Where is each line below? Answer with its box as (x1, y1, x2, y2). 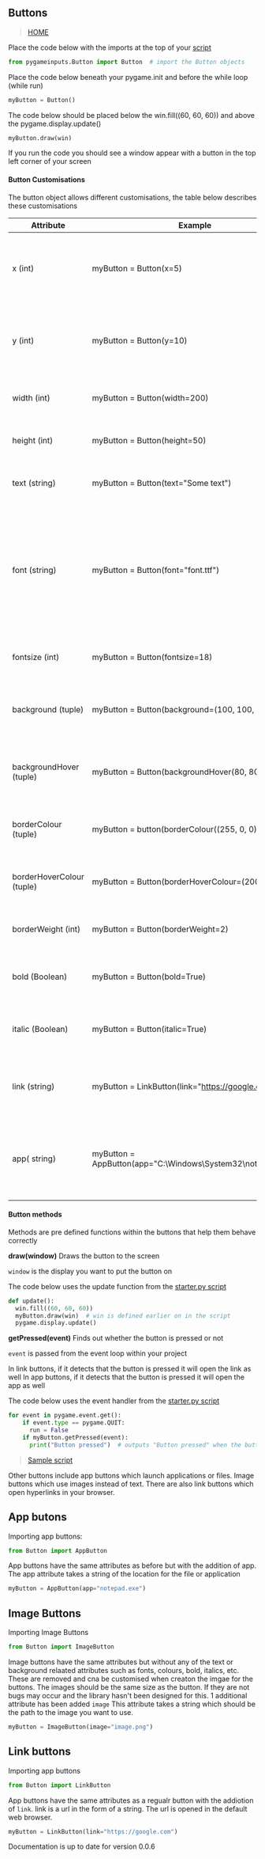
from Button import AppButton (8, 1546, 108, 1554)
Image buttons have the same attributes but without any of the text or (8, 1657, 234, 1667)
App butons (8, 1511, 67, 1524)
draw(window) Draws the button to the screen (8, 1250, 160, 1261)
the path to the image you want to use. (8, 1707, 134, 1717)
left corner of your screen (8, 157, 92, 166)
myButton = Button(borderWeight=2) (91, 924, 229, 935)
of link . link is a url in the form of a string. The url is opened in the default (8, 1804, 248, 1813)
